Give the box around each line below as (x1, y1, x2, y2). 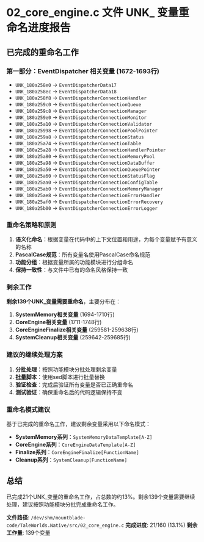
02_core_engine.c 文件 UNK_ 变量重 (6, 5, 189, 20)
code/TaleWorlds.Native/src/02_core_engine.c (6, 522, 124, 529)
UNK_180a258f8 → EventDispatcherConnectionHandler (15, 94, 147, 101)
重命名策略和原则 (6, 220, 57, 229)
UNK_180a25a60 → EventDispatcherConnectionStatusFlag (15, 172, 155, 179)
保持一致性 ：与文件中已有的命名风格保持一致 (15, 266, 128, 273)
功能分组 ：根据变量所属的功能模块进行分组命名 (15, 259, 133, 266)
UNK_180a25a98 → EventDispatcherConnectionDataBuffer (15, 159, 155, 166)
